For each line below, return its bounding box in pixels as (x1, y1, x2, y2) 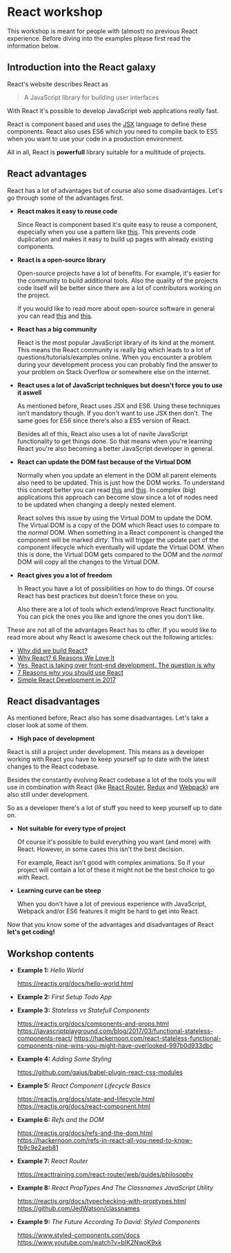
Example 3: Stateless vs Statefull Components (17, 1006, 150, 1015)
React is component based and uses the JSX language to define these (7, 120, 207, 128)
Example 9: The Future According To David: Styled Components (17, 1218, 201, 1226)
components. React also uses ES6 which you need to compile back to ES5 (7, 127, 218, 135)
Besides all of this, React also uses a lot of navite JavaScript (17, 429, 188, 438)
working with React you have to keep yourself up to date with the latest (7, 755, 209, 764)
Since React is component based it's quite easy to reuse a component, (17, 220, 219, 228)
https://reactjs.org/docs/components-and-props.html (17, 1019, 169, 1028)
